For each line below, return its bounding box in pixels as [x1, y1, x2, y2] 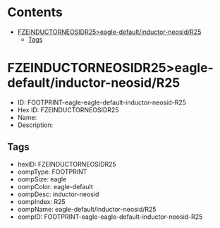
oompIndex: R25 [17, 197, 66, 205]
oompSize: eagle [17, 174, 67, 184]
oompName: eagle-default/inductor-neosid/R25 [17, 205, 157, 213]
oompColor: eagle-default [17, 182, 93, 191]
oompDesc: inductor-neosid [17, 190, 99, 198]
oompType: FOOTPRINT [17, 167, 87, 176]
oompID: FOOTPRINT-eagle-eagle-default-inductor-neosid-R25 [17, 212, 203, 221]
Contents [7, 4, 63, 20]
